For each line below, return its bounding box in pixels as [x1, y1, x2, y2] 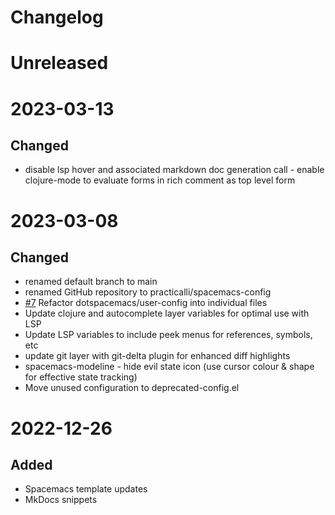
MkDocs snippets [24, 494, 98, 506]
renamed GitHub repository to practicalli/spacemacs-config [24, 286, 272, 298]
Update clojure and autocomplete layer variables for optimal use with [24, 307, 310, 320]
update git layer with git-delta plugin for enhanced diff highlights [24, 350, 291, 362]
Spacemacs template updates [24, 483, 148, 495]
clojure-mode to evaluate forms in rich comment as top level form [24, 174, 296, 186]
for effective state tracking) [24, 371, 138, 383]
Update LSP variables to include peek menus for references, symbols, [24, 329, 313, 341]
